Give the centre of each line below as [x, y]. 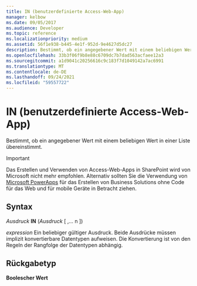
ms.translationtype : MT [35, 66]
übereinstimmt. [24, 147]
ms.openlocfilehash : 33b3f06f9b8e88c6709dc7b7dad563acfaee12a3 [85, 55]
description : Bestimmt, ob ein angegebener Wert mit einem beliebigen [94, 50]
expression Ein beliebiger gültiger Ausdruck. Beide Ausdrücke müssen [91, 232]
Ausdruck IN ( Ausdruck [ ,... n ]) [45, 221]
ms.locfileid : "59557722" [38, 83]
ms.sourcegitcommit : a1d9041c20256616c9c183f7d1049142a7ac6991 [85, 61]
